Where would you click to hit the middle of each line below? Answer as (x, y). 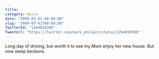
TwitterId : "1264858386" (30, 28)
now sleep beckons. (25, 51)
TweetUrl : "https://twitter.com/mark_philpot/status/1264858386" (73, 32)
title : (12, 10)
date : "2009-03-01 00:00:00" (35, 19)
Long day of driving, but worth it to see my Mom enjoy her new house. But (80, 46)
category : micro (21, 14)
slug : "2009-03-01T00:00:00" (35, 23)
